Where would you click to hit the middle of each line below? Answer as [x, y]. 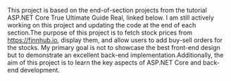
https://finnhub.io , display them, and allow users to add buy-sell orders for [115, 40]
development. [40, 70]
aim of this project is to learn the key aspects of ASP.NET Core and [105, 62]
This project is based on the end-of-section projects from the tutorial [107, 10]
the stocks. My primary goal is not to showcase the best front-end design [114, 48]
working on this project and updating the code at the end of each [102, 25]
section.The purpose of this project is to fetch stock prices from [100, 32]
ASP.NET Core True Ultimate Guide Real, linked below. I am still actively [111, 18]
